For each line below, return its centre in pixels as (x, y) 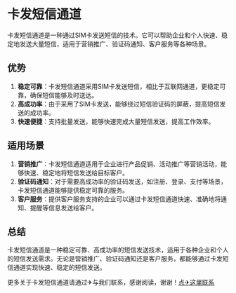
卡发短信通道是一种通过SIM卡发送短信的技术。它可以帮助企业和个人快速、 (114, 35)
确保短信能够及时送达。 (64, 95)
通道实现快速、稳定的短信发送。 (59, 268)
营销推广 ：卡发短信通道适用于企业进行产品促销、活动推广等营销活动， (119, 164)
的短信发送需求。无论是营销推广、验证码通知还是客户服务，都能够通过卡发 (115, 259)
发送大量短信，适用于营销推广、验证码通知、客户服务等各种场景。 (115, 43)
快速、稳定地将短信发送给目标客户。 (76, 172)
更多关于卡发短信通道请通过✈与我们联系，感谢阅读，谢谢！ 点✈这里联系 (111, 282)
